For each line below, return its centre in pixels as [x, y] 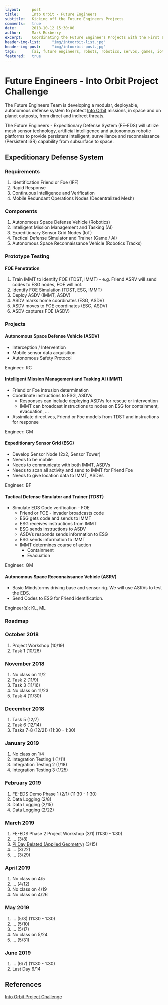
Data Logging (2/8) [32, 799]
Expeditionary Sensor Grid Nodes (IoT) [52, 233]
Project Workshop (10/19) [38, 645]
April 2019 [18, 868]
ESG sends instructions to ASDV [53, 529]
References [23, 985]
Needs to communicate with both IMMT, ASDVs [61, 465]
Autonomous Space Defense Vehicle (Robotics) [61, 222]
